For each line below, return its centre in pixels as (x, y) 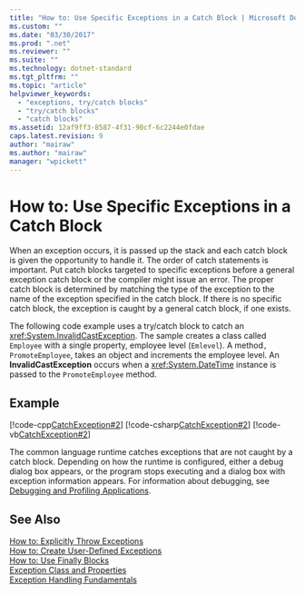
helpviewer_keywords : (50, 94)
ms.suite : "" (34, 60)
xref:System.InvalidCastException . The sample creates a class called (138, 336)
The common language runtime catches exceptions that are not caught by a (151, 452)
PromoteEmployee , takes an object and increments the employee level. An (144, 355)
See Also (35, 519)
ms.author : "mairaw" (49, 153)
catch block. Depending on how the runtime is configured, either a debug (147, 462)
